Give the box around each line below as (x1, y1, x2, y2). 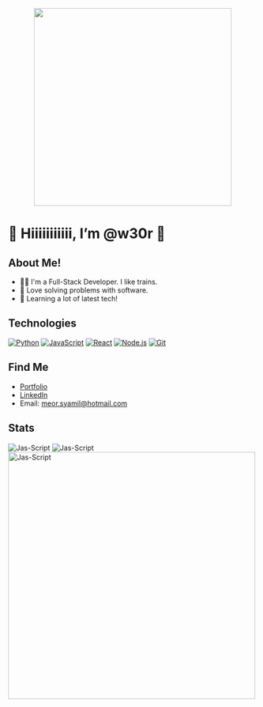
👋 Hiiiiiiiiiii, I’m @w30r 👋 (8, 225, 166, 243)
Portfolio (19, 381, 48, 391)
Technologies (8, 316, 77, 331)
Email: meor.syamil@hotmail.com (19, 399, 128, 408)
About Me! (8, 256, 62, 270)
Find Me (8, 361, 49, 374)
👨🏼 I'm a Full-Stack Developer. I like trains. (19, 277, 158, 286)
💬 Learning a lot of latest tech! (19, 294, 118, 303)
